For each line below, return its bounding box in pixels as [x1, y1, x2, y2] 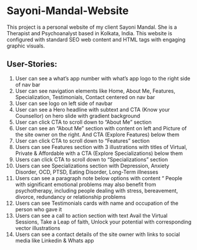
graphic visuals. [6, 42, 45, 49]
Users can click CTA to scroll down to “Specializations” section [15, 156, 168, 163]
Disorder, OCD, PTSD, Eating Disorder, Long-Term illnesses [15, 168, 158, 175]
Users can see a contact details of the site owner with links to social [15, 231, 181, 238]
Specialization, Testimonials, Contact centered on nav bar [15, 93, 155, 100]
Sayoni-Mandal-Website [6, 4, 129, 18]
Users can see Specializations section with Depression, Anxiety [15, 162, 169, 169]
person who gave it [15, 205, 62, 212]
